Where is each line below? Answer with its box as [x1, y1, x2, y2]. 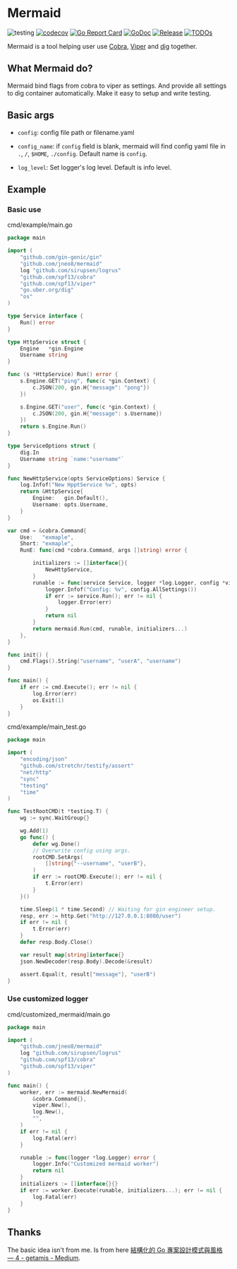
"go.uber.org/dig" [20, 286, 74, 294]
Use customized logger [7, 994, 89, 1004]
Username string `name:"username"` [20, 455, 125, 462]
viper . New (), [32, 1101, 71, 1109]
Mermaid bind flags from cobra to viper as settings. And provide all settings [7, 81, 227, 90]
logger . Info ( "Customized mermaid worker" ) [32, 1161, 159, 1168]
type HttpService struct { [7, 338, 87, 346]
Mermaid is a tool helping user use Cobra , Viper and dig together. [7, 42, 197, 50]
